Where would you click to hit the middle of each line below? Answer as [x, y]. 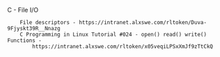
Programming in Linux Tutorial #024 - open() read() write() [116, 34]
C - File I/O [23, 10]
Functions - [24, 41]
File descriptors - [48, 23]
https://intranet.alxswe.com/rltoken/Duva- [143, 23]
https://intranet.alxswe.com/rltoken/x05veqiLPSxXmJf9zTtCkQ [123, 47]
